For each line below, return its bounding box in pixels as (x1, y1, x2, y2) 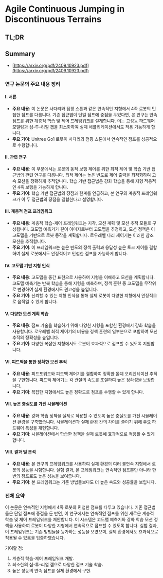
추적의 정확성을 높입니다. (12, 335, 59, 340)
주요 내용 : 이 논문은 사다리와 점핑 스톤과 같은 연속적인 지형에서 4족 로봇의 (12, 106, 151, 112)
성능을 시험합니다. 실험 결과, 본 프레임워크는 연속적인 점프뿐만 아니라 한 (21, 466, 157, 473)
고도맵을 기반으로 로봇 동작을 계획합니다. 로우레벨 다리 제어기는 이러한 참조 (12, 232, 154, 238)
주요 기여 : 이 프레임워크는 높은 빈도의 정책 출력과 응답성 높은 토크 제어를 (12, 244, 148, 250)
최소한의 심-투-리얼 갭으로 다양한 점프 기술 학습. (12, 561, 103, 568)
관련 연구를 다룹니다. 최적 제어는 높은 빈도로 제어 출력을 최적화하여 (25, 172, 151, 178)
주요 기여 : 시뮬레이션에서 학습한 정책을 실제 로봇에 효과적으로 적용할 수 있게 (12, 431, 155, 437)
